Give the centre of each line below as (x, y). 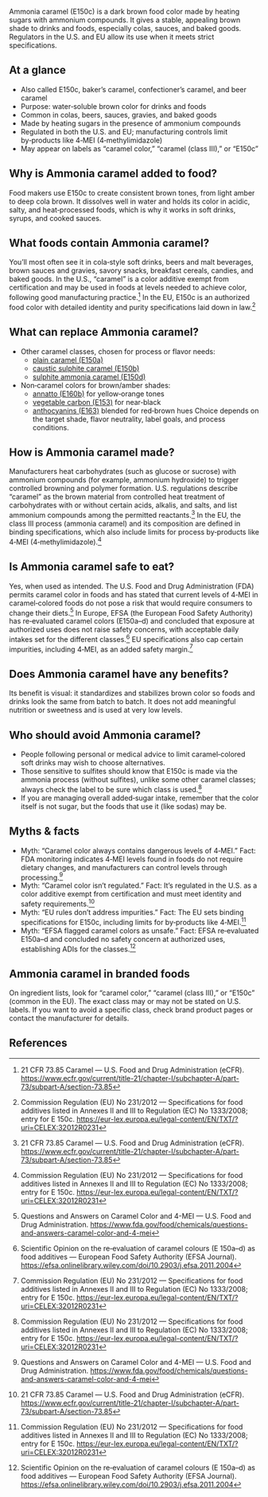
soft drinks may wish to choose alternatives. (93, 763)
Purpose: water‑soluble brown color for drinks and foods (113, 106)
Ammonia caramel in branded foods (99, 974)
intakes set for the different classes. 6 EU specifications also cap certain (126, 638)
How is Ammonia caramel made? (92, 452)
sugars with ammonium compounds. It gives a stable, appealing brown (125, 20)
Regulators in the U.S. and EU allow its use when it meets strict (112, 37)
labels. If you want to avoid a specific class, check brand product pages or (131, 1010)
